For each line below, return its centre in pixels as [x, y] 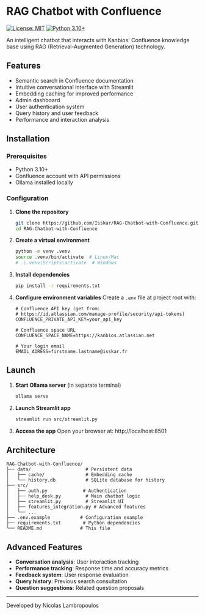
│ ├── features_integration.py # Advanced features [76, 507]
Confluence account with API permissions [68, 176]
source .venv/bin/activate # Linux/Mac [67, 257]
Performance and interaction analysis [62, 119]
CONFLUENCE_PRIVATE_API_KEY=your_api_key [68, 319]
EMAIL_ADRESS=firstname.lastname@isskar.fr [71, 351]
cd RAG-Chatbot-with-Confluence [56, 229]
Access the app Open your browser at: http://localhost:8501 [91, 431]
